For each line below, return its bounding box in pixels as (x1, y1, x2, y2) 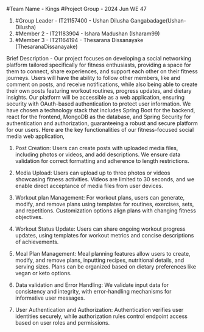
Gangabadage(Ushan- (130, 17, 187, 24)
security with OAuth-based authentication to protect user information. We (6, 100, 191, 107)
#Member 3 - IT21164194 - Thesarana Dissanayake (15, 37, 144, 43)
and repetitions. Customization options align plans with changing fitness (15, 207, 196, 214)
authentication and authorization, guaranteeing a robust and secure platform (6, 120, 198, 127)
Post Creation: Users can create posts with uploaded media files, (15, 145, 178, 151)
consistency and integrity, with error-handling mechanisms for (15, 288, 172, 295)
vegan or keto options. (15, 270, 72, 276)
